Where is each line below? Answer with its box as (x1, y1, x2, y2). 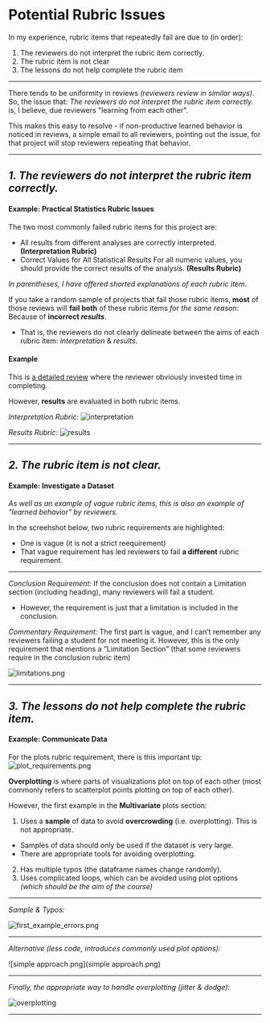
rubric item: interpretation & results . (19, 336, 138, 346)
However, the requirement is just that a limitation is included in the (19, 603, 239, 613)
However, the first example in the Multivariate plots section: (8, 800, 207, 810)
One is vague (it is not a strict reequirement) (19, 538, 166, 549)
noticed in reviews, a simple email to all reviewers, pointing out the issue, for (8, 129, 261, 139)
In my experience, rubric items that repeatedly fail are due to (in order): (8, 32, 243, 42)
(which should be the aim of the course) (19, 881, 153, 891)
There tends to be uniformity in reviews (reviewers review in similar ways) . (8, 88, 255, 97)
